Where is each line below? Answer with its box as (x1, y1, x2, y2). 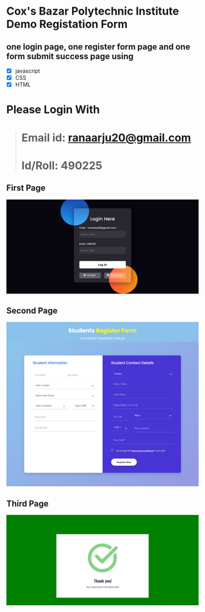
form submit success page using (6, 51, 134, 62)
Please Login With (6, 103, 100, 117)
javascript (15, 67, 40, 74)
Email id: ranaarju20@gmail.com (21, 131, 191, 145)
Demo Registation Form (6, 17, 128, 31)
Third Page (6, 499, 49, 509)
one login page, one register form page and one (6, 41, 190, 52)
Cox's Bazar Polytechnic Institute (6, 4, 179, 18)
